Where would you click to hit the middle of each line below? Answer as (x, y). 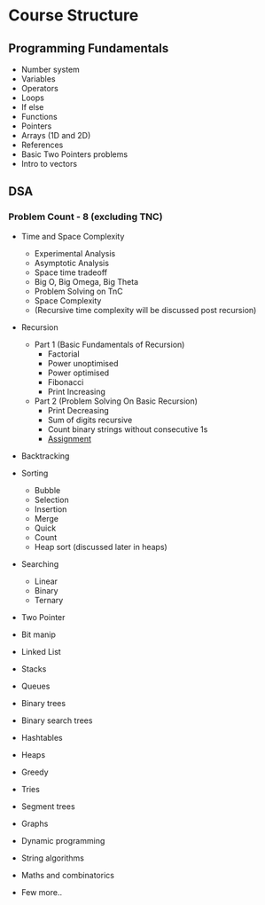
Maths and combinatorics (67, 875)
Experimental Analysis (75, 253)
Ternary (49, 600)
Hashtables (42, 737)
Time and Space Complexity (73, 236)
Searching (40, 563)
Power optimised (78, 373)
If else (32, 107)
